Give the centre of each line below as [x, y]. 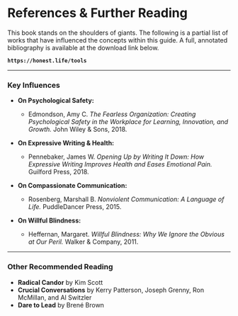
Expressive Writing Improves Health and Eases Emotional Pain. [120, 164]
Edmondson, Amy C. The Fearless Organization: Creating [112, 114]
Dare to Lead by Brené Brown [61, 305]
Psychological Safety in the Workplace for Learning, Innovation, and [128, 122]
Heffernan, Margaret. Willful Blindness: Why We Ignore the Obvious [126, 235]
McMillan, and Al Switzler [55, 297]
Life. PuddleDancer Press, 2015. [75, 207]
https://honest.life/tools [47, 61]
